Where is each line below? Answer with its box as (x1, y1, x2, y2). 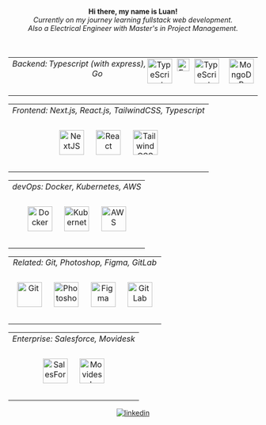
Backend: (12, 59, 47, 69)
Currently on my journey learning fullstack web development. (32, 15, 234, 25)
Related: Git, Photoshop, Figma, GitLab (13, 257, 157, 268)
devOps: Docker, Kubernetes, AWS (12, 181, 142, 192)
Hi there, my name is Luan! (88, 7, 178, 16)
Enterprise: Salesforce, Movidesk (12, 333, 136, 344)
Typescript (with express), (48, 59, 146, 69)
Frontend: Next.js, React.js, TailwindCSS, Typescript (12, 105, 205, 116)
